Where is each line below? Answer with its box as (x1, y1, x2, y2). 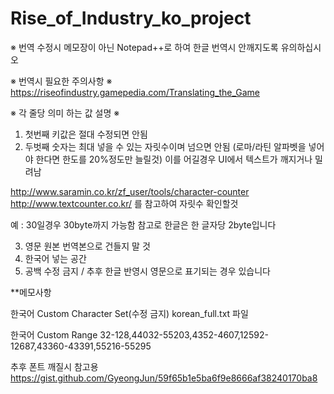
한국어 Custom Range (10, 328, 98, 341)
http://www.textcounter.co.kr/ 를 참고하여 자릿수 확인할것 (10, 197, 239, 209)
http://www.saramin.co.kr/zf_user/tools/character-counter (10, 185, 250, 197)
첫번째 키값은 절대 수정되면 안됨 (24, 128, 148, 140)
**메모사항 (10, 286, 52, 298)
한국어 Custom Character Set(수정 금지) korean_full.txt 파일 (10, 307, 249, 319)
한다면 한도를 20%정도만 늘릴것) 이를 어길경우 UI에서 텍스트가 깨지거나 (35, 153, 313, 165)
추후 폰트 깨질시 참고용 (10, 360, 99, 372)
